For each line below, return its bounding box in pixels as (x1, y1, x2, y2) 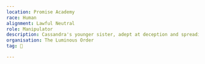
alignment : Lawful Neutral (6, 20, 75, 26)
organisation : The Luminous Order (6, 37, 95, 43)
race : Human (6, 15, 37, 21)
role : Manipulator (6, 26, 53, 32)
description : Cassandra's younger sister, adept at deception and (6, 32, 179, 38)
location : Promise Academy (6, 9, 75, 15)
